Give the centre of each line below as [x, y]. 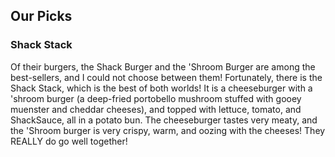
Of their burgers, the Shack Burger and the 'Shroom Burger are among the [163, 66]
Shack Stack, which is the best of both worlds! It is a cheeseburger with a [161, 88]
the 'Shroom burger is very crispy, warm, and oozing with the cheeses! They [168, 130]
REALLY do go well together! [69, 141]
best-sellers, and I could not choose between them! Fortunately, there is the [166, 77]
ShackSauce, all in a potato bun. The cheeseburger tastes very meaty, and [164, 120]
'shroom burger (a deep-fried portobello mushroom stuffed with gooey [156, 98]
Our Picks [41, 16]
